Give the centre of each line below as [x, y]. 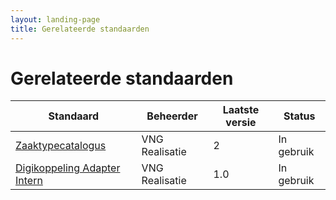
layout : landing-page [55, 19]
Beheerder [172, 116]
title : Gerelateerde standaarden [80, 29]
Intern [29, 181]
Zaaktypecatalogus [61, 146]
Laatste [241, 110]
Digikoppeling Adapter [68, 168]
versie [241, 123]
